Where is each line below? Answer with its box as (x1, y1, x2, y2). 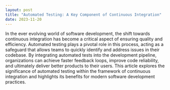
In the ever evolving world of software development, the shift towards (5, 31, 150, 37)
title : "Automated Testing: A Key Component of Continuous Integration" (5, 12, 162, 17)
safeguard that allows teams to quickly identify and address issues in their (5, 47, 160, 53)
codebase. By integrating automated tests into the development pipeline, (5, 52, 157, 58)
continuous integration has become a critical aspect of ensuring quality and (5, 36, 163, 42)
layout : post (5, 7, 33, 13)
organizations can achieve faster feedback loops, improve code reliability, (5, 58, 159, 64)
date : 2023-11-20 (5, 17, 42, 22)
